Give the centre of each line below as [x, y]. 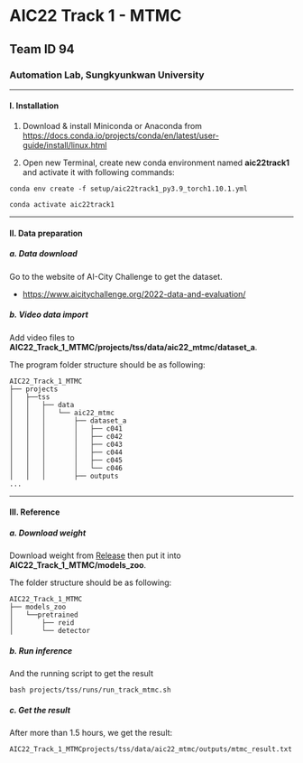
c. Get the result [40, 710]
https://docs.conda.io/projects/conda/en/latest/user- [120, 135]
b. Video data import [49, 315]
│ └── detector [50, 631]
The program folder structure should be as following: [107, 364]
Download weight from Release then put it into [96, 555]
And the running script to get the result [81, 674]
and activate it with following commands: [98, 172]
